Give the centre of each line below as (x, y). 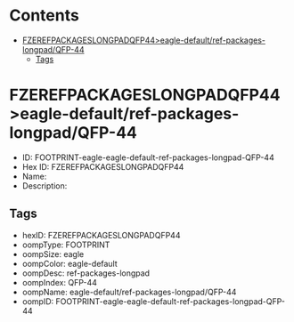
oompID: (38, 301)
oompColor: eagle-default (69, 263)
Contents (45, 16)
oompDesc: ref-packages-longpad (86, 273)
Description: (45, 185)
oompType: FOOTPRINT (66, 245)
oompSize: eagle (53, 254)
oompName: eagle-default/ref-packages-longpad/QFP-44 (129, 292)
